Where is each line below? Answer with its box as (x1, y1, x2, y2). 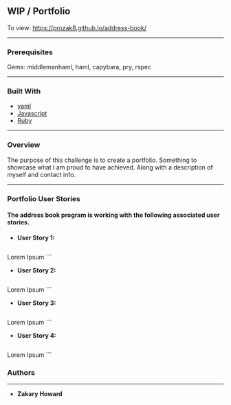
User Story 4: (16, 331, 56, 339)
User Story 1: (16, 233, 55, 242)
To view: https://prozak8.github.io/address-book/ (7, 23, 146, 32)
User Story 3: (16, 299, 56, 307)
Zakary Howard (16, 390, 63, 398)
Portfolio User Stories (7, 194, 80, 203)
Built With (7, 86, 41, 96)
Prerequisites (7, 47, 53, 57)
